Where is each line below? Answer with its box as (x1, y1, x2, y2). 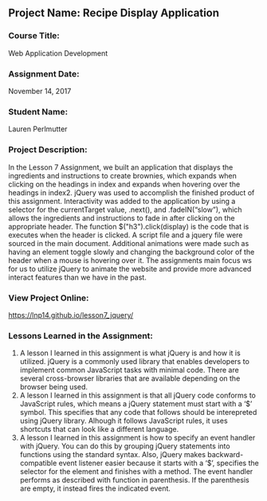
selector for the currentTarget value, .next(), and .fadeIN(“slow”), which (8, 205, 242, 214)
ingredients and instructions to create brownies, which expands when (8, 170, 238, 180)
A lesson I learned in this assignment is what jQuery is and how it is (19, 348, 241, 358)
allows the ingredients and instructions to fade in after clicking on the (8, 213, 235, 222)
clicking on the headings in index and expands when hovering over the (8, 179, 241, 189)
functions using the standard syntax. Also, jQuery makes (19, 450, 206, 460)
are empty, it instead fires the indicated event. (19, 483, 171, 493)
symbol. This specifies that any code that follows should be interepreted (19, 408, 257, 417)
